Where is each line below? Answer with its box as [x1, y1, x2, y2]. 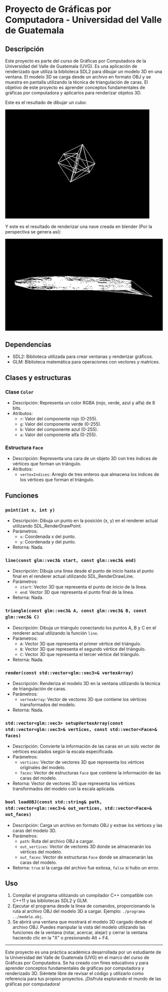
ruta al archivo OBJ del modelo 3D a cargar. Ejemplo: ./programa [12, 908, 145, 914]
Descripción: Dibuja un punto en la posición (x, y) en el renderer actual [12, 517, 158, 523]
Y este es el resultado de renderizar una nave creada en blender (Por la [5, 223, 152, 229]
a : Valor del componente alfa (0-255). [19, 431, 97, 438]
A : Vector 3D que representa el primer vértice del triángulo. [19, 640, 141, 646]
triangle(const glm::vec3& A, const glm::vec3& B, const [5, 608, 147, 613]
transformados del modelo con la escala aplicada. [12, 786, 115, 792]
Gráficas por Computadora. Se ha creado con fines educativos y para [5, 960, 148, 966]
